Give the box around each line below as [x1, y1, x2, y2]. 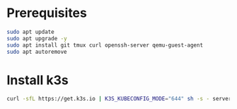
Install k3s [6, 72, 69, 88]
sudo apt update [6, 28, 54, 35]
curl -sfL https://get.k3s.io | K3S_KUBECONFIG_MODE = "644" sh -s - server [6, 96, 232, 103]
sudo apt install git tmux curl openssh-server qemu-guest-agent [6, 41, 203, 49]
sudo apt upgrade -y [6, 35, 68, 42]
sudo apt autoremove [6, 48, 68, 55]
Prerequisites [6, 5, 88, 21]
